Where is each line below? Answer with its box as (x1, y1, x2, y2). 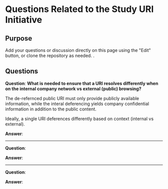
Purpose (5, 34, 32, 42)
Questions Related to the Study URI (5, 3, 154, 15)
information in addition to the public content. (5, 106, 96, 112)
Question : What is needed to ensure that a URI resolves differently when (5, 80, 158, 86)
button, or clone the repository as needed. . (5, 52, 95, 58)
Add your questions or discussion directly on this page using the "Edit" (5, 47, 151, 53)
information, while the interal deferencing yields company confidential (5, 100, 149, 106)
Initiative (5, 14, 42, 25)
